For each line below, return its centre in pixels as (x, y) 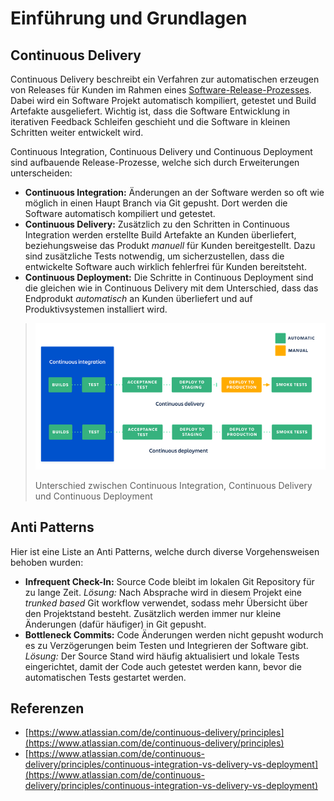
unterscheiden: (41, 173)
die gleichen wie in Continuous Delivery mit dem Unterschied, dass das (171, 288)
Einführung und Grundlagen (129, 18)
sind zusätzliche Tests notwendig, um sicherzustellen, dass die (154, 256)
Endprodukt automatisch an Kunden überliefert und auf (138, 298)
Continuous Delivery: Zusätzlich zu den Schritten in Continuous (157, 224)
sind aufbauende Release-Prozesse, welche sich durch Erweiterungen (155, 162)
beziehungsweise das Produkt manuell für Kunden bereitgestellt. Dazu (170, 245)
